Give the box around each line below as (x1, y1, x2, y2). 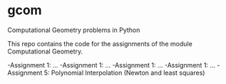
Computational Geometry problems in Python (7, 26, 140, 34)
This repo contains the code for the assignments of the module (7, 39, 192, 48)
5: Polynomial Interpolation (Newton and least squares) (43, 68, 205, 77)
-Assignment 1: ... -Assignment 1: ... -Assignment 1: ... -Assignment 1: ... (7, 61, 216, 69)
